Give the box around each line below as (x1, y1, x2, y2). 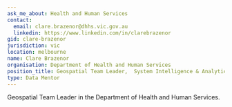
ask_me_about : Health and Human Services (7, 10, 128, 17)
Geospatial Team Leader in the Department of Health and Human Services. (7, 93, 220, 101)
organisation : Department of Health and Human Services (7, 61, 171, 68)
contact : (7, 17, 32, 23)
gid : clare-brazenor (7, 36, 67, 43)
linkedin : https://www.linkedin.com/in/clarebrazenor (13, 29, 171, 37)
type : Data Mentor (7, 74, 60, 81)
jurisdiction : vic (7, 42, 60, 49)
